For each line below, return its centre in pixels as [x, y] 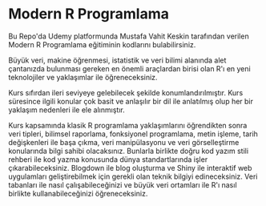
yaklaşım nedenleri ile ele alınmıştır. [67, 110]
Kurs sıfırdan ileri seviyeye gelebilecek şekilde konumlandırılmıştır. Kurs [126, 92]
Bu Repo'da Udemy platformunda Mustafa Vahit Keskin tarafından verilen [129, 36]
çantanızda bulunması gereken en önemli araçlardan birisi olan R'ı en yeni [129, 68]
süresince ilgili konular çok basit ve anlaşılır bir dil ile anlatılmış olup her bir [131, 101]
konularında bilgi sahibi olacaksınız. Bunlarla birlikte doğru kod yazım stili [129, 151]
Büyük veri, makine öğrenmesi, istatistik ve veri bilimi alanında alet [117, 60]
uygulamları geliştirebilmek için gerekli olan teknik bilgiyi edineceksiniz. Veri [133, 176]
